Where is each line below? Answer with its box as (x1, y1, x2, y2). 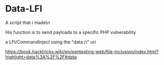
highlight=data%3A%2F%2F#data (5, 53, 77, 60)
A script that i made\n (5, 19, 50, 25)
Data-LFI (5, 3, 43, 14)
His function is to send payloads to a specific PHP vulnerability (5, 29, 136, 35)
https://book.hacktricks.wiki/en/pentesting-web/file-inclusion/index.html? (5, 48, 159, 54)
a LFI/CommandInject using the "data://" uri (5, 38, 96, 45)
